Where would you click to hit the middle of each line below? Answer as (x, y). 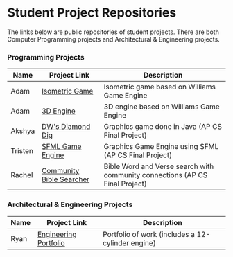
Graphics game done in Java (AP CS (163, 127)
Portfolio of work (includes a (149, 234)
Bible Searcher (66, 179)
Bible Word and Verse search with (159, 166)
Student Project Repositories (92, 13)
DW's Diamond (66, 127)
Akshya (23, 131)
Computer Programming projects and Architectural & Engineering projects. (113, 39)
